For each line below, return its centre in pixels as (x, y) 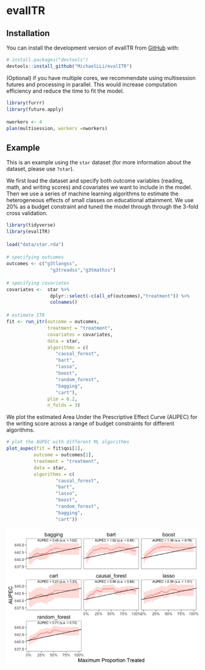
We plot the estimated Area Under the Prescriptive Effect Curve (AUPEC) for (102, 417)
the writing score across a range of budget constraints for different (91, 424)
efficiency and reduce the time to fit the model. (65, 91)
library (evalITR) (28, 231)
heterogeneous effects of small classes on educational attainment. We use (100, 200)
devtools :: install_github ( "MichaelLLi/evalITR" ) (69, 66)
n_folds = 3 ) (64, 406)
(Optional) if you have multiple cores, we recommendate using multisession (101, 78)
